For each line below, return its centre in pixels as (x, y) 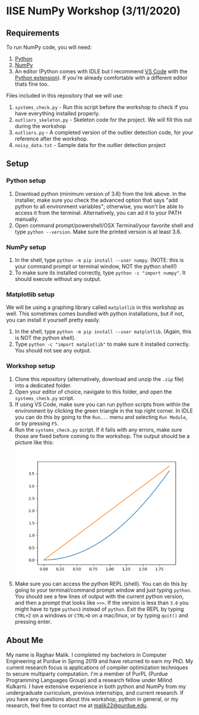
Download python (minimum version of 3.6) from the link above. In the (100, 193)
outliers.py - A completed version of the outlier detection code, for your (104, 132)
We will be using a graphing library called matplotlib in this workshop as (95, 307)
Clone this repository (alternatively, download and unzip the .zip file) (99, 379)
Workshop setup (31, 366)
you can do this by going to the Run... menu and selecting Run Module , (101, 417)
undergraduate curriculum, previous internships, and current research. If (95, 692)
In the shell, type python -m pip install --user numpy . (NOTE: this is (99, 260)
